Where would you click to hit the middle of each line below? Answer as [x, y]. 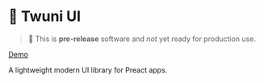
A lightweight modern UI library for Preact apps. [88, 70]
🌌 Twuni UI [45, 17]
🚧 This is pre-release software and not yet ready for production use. [142, 39]
